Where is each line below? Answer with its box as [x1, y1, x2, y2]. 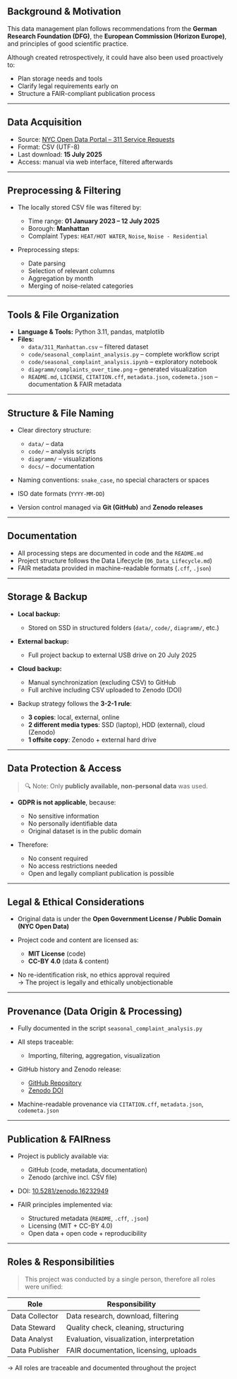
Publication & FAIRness [7, 1133, 111, 1145]
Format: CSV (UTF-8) [17, 143, 80, 151]
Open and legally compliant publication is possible [28, 869, 174, 877]
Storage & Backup [7, 591, 88, 603]
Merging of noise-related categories [28, 282, 134, 290]
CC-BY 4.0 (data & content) [28, 957, 109, 965]
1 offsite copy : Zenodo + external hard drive [28, 735, 157, 744]
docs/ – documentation [28, 462, 95, 471]
